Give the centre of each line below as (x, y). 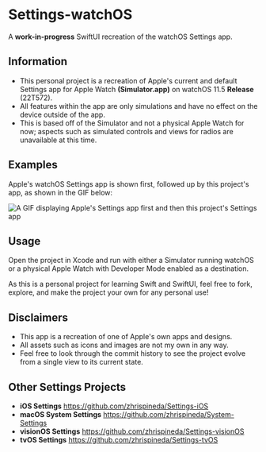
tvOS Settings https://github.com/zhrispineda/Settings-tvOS (119, 440)
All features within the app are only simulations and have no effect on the (139, 106)
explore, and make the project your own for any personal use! (108, 292)
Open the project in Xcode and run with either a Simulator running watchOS (131, 261)
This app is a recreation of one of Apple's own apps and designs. (126, 337)
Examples (33, 165)
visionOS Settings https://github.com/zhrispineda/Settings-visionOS (132, 431)
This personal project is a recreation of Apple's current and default (128, 80)
